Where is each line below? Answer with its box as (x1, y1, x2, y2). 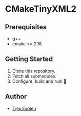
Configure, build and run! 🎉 (12, 78, 67, 84)
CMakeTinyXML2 (5, 3, 77, 15)
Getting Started (5, 55, 53, 63)
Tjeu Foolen (12, 105, 36, 111)
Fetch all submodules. (12, 73, 57, 79)
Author (5, 93, 27, 101)
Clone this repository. (12, 68, 56, 74)
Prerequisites (5, 23, 47, 31)
